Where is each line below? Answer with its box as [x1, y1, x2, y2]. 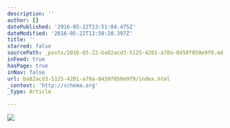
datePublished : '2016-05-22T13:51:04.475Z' [7, 23, 136, 30]
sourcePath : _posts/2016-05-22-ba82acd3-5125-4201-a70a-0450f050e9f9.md [7, 50, 224, 57]
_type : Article [7, 88, 52, 95]
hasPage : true [7, 62, 49, 69]
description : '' [7, 10, 55, 17]
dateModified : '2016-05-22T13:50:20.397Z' [7, 29, 133, 37]
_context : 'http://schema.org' [7, 82, 99, 89]
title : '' [7, 36, 36, 43]
